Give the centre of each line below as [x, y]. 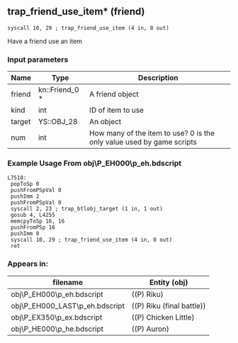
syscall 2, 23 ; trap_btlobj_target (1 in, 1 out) [86, 209]
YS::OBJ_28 [58, 122]
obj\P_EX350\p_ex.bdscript [57, 317]
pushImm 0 [25, 234]
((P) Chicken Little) [163, 317]
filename [68, 282]
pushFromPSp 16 [33, 227]
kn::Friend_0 [58, 90]
